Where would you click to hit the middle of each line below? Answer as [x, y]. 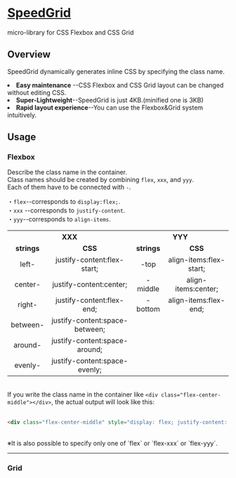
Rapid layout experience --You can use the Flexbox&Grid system [110, 108]
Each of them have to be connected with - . [69, 187]
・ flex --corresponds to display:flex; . [64, 202]
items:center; [197, 289]
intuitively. [22, 115]
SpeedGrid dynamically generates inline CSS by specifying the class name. [116, 71]
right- [27, 305]
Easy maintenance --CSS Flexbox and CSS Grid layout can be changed [120, 85]
